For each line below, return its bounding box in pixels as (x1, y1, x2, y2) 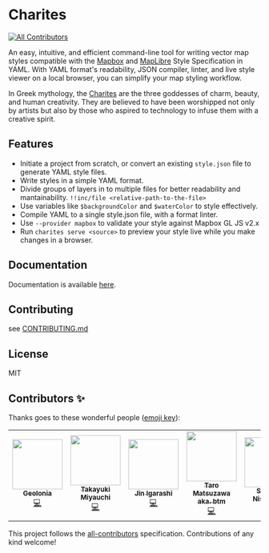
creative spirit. (8, 114, 56, 123)
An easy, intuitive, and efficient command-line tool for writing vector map (8, 47, 250, 57)
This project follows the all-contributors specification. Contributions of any (8, 529, 255, 538)
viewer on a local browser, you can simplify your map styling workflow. (8, 73, 242, 82)
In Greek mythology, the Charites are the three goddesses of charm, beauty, (8, 88, 260, 98)
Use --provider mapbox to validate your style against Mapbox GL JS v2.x (19, 218, 260, 227)
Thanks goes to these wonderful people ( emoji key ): (8, 413, 181, 422)
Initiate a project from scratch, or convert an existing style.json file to (19, 158, 251, 168)
